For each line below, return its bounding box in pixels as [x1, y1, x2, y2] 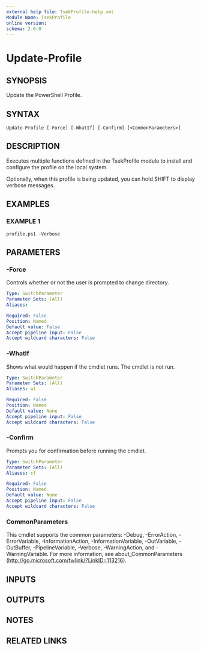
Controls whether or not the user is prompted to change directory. [6, 279, 169, 286]
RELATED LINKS [6, 636, 67, 646]
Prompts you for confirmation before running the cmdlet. [6, 447, 146, 454]
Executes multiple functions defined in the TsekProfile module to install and [6, 157, 193, 164]
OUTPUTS [6, 595, 45, 605]
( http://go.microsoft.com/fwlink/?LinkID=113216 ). [6, 557, 127, 564]
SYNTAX [6, 109, 40, 119]
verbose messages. [6, 181, 55, 189]
